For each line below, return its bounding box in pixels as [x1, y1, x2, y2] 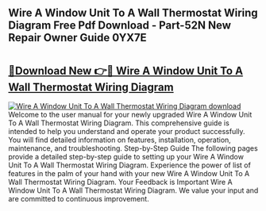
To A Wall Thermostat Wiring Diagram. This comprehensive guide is [8, 118, 230, 128]
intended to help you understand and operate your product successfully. [8, 127, 245, 136]
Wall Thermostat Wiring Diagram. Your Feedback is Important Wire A [8, 178, 233, 186]
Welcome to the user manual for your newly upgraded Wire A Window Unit [8, 110, 253, 119]
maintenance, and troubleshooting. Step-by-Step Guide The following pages [8, 144, 258, 153]
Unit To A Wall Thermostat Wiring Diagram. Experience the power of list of [8, 160, 252, 170]
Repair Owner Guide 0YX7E [8, 31, 147, 44]
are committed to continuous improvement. [8, 194, 149, 203]
